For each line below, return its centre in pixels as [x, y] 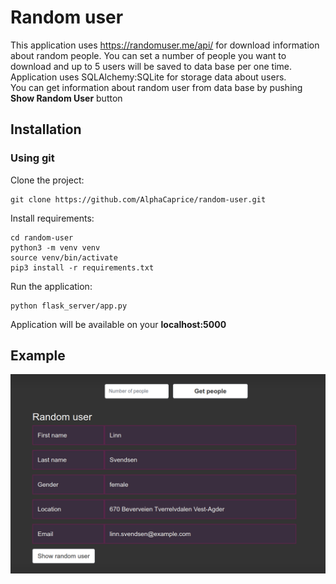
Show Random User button [66, 98]
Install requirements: [52, 218]
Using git [32, 158]
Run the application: [51, 286]
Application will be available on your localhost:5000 [118, 324]
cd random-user [42, 237]
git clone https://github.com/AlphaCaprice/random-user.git [138, 199]
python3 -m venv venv [55, 247]
